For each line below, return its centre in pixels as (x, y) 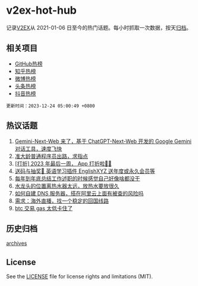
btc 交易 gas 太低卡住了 (44, 208)
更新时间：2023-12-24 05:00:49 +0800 (51, 106)
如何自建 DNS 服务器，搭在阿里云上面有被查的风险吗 (79, 193)
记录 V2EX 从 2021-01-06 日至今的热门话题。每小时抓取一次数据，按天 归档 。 (99, 27)
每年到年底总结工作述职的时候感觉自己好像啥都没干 (77, 178)
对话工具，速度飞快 (38, 148)
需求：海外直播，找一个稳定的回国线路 (62, 201)
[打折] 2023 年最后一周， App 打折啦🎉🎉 (63, 163)
